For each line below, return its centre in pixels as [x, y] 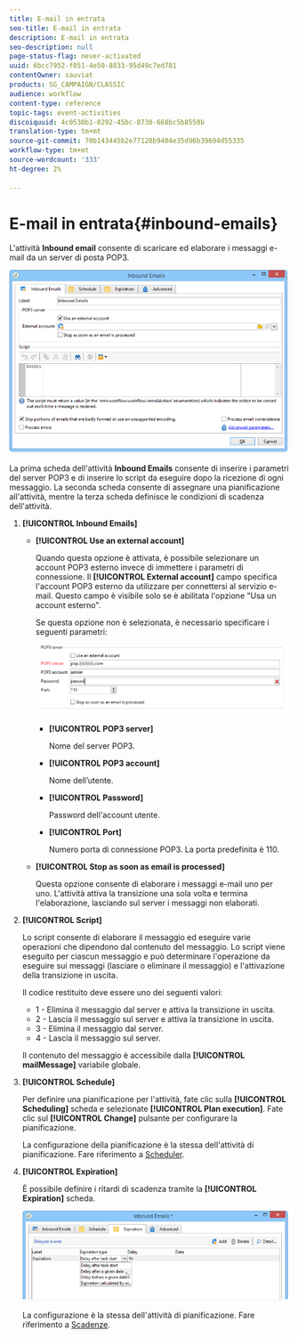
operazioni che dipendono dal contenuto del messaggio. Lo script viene [153, 946]
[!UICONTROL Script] [62, 920]
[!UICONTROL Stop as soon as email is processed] [130, 866]
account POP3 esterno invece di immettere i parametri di [139, 568]
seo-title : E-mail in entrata [65, 28]
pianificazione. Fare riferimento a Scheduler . [103, 1154]
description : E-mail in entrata [69, 37]
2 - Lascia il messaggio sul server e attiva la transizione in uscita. [154, 1018]
